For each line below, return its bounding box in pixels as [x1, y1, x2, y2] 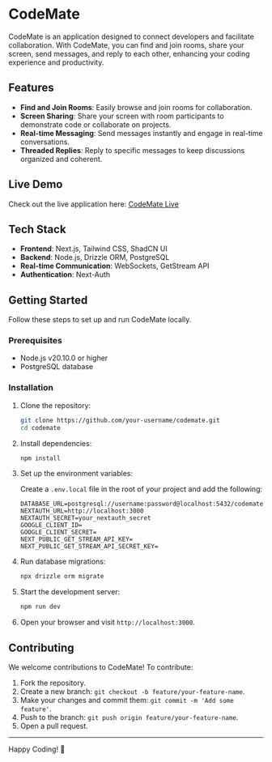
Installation [8, 382, 54, 394]
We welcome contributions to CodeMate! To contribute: [8, 662, 193, 672]
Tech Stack [8, 222, 66, 236]
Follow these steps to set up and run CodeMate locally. [8, 315, 192, 325]
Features [8, 81, 54, 95]
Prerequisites [8, 335, 62, 347]
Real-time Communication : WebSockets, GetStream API [19, 261, 210, 271]
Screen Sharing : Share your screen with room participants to [19, 111, 224, 121]
